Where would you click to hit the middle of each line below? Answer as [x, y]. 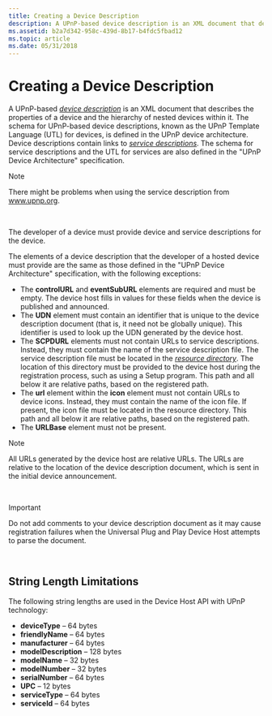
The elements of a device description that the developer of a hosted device [134, 257]
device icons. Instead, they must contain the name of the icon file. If [133, 402]
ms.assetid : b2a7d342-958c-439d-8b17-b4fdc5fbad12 [96, 31]
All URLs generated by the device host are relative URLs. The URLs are [126, 459]
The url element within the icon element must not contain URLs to [130, 393]
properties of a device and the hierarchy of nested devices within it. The [129, 118]
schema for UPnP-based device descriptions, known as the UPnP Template [134, 126]
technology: [28, 610]
